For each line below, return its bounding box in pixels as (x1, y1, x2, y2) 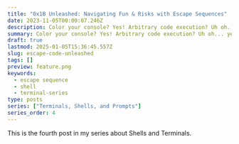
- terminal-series (14, 89, 69, 96)
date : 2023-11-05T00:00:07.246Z (7, 17, 103, 24)
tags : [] (7, 57, 33, 64)
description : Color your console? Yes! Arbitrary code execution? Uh (7, 23, 218, 31)
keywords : (7, 70, 37, 77)
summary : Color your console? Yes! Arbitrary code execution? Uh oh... (7, 30, 224, 38)
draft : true (7, 37, 43, 44)
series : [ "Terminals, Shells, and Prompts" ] (7, 103, 142, 110)
